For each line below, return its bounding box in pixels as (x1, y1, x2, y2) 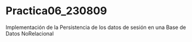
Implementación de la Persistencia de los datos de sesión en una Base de (5, 24, 186, 31)
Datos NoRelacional (5, 30, 54, 37)
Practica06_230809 (5, 4, 107, 18)
